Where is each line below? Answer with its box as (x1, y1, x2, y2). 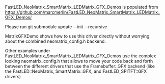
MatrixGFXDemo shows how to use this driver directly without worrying (5, 34, 150, 39)
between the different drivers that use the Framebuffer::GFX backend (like (5, 63, 155, 69)
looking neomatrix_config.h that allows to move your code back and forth (5, 58, 153, 64)
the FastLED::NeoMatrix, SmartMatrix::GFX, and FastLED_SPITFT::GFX (5, 68, 147, 74)
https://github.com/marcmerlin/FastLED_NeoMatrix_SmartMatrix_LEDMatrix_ (5, 9, 160, 15)
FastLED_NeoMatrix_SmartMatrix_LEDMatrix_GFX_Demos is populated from (5, 4, 159, 10)
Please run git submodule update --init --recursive (5, 24, 107, 30)
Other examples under (5, 48, 51, 53)
